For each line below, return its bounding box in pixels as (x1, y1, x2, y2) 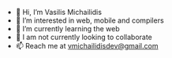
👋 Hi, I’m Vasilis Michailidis (15, 8, 103, 16)
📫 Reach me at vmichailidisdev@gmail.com (15, 42, 159, 50)
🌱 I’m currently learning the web (15, 24, 120, 33)
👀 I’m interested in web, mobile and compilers (15, 16, 164, 25)
